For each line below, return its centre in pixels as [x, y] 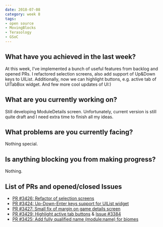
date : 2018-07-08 [23, 10]
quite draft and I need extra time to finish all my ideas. [59, 117]
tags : [11, 19]
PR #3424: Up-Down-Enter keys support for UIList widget [70, 203]
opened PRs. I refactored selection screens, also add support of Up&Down [80, 74]
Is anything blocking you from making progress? [81, 159]
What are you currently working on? [61, 100]
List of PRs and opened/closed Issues [64, 187]
